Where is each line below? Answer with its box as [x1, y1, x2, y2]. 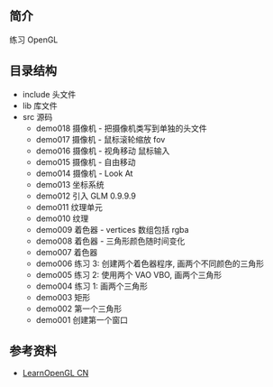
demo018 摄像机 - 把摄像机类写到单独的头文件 [35, 123, 207, 134]
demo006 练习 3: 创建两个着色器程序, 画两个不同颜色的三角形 [35, 258, 264, 269]
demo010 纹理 [35, 213, 89, 224]
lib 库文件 [22, 100, 59, 111]
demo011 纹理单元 [35, 201, 104, 212]
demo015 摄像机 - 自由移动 [35, 156, 137, 167]
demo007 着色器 [35, 246, 98, 257]
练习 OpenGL [9, 34, 59, 45]
